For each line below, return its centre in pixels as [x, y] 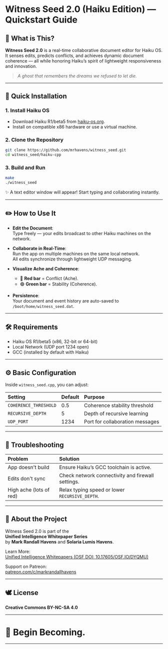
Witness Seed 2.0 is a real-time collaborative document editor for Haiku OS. [84, 50]
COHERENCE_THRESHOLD [32, 405]
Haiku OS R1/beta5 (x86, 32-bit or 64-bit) [55, 341]
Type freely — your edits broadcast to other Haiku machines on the [82, 233]
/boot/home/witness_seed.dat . [43, 306]
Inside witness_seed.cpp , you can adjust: [47, 385]
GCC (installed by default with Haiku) [50, 352]
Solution [69, 459]
